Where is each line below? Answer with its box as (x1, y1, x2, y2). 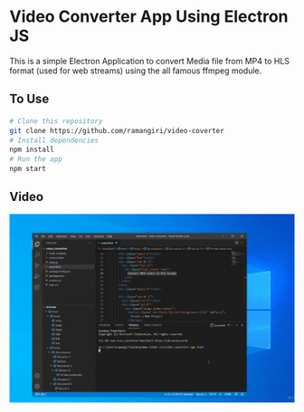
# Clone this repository (9, 116, 103, 126)
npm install (9, 145, 54, 155)
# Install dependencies (9, 136, 100, 145)
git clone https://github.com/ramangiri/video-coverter (9, 126, 224, 135)
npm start (9, 165, 47, 174)
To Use (9, 91, 50, 107)
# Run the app (9, 155, 63, 164)
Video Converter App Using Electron (9, 6, 289, 27)
